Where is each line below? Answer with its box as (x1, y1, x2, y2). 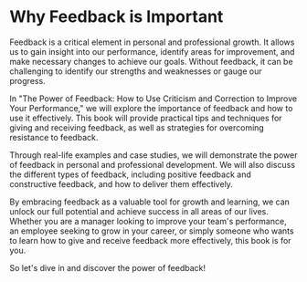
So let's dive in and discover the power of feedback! (9, 262, 206, 273)
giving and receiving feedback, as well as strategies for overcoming (9, 121, 265, 133)
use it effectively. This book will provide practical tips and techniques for (9, 112, 282, 123)
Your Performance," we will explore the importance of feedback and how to (9, 102, 293, 113)
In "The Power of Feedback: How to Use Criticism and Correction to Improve (9, 93, 298, 104)
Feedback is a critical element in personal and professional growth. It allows (9, 37, 295, 47)
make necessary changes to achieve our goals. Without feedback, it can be (9, 56, 294, 67)
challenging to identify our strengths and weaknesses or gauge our (9, 66, 262, 77)
